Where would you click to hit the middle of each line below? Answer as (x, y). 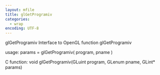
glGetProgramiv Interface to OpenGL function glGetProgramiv (69, 42)
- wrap (16, 24)
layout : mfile (20, 10)
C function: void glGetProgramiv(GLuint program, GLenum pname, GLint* (80, 62)
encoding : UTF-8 (22, 28)
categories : (17, 19)
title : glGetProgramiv (29, 14)
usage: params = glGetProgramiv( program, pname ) (59, 52)
